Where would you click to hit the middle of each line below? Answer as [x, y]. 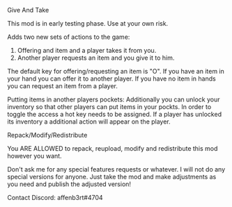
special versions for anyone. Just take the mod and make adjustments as [112, 177]
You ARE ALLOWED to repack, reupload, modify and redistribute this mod [113, 148]
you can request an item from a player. [63, 86]
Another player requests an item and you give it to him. [96, 58]
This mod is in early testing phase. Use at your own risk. [88, 23]
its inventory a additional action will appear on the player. [89, 122]
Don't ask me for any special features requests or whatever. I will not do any [116, 169]
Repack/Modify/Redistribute [47, 135]
